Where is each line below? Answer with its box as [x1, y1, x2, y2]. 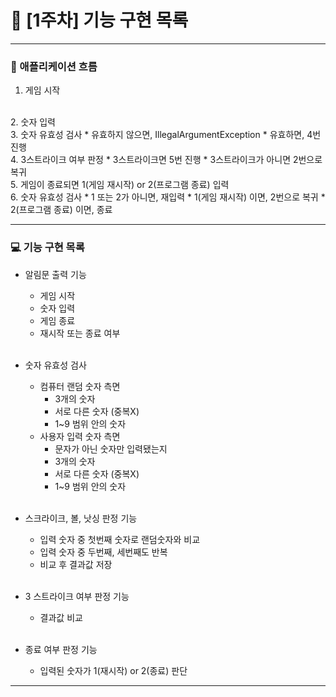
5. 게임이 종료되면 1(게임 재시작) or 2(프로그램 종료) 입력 [10, 179, 230, 191]
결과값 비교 [39, 611, 83, 623]
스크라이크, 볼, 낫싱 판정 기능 [24, 512, 138, 524]
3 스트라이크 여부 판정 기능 [24, 590, 130, 602]
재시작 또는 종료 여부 [39, 327, 121, 339]
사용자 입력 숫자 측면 [39, 430, 121, 442]
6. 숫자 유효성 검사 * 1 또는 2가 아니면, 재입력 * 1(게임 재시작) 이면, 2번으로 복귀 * [10, 191, 326, 203]
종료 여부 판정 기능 [24, 643, 98, 655]
